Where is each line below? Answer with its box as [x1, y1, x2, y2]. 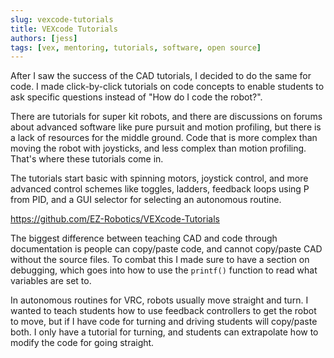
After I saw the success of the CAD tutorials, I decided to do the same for [10, 70, 312, 82]
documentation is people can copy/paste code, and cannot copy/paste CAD [10, 243, 323, 255]
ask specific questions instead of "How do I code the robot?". [10, 91, 263, 103]
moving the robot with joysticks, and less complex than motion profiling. [10, 142, 307, 155]
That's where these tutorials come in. [10, 153, 164, 165]
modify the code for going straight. [10, 337, 155, 349]
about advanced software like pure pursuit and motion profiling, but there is [10, 121, 322, 133]
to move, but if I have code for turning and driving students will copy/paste [10, 316, 318, 328]
